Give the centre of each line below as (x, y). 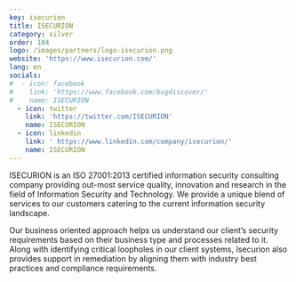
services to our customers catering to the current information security (137, 203)
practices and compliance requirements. (83, 268)
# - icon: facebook (48, 84)
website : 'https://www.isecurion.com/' (83, 59)
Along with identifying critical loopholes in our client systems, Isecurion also (148, 249)
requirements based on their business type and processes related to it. (139, 239)
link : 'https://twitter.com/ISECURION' (99, 117)
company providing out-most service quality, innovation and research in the (148, 184)
